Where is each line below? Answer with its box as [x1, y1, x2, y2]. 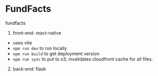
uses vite [12, 39, 32, 46]
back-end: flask [12, 66, 46, 72]
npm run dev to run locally [12, 45, 67, 51]
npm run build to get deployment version [12, 50, 100, 57]
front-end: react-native [12, 30, 62, 36]
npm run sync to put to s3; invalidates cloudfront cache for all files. [12, 56, 153, 62]
